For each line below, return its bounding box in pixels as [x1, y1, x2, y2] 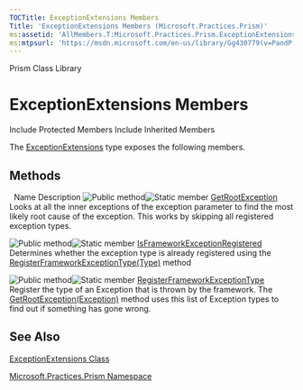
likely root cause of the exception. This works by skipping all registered [9, 211, 274, 222]
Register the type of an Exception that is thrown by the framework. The [9, 285, 273, 295]
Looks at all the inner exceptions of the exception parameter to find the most [9, 202, 294, 212]
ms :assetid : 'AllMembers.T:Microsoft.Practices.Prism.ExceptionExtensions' [9, 30, 300, 39]
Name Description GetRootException [13, 192, 278, 203]
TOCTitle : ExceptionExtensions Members [9, 13, 160, 23]
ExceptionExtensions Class [9, 353, 110, 364]
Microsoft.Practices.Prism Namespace [9, 370, 152, 381]
